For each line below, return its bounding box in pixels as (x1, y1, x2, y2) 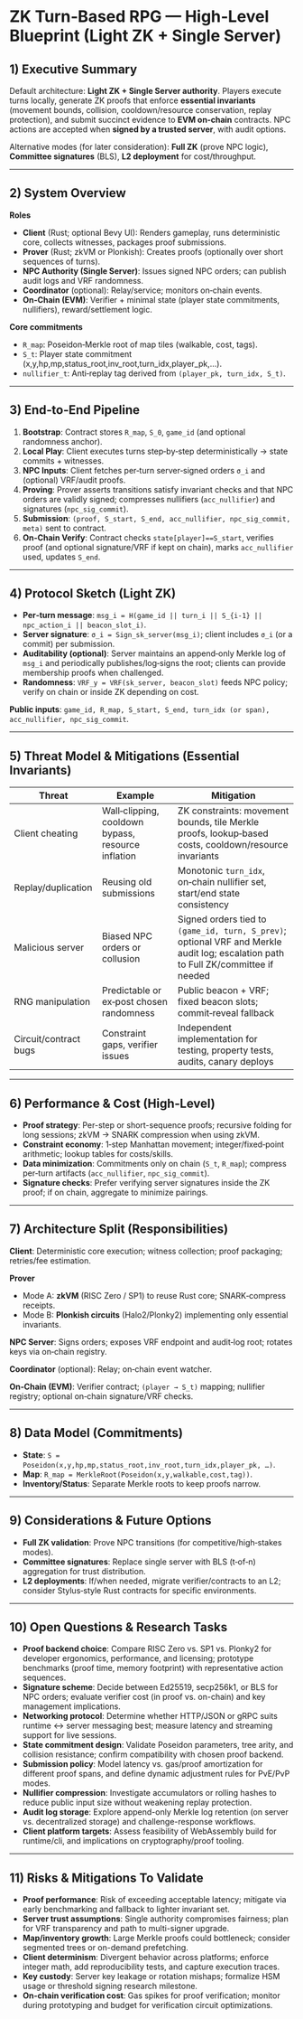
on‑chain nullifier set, (177, 876, 267, 888)
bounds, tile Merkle (177, 816, 260, 829)
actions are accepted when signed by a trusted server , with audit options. (9, 124, 287, 135)
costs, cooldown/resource (177, 839, 289, 851)
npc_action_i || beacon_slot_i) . (22, 619, 147, 630)
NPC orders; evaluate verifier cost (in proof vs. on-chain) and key (22, 1692, 266, 1703)
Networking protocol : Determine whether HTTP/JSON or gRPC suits (22, 1711, 278, 1722)
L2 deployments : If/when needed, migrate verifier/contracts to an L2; (22, 1575, 281, 1586)
